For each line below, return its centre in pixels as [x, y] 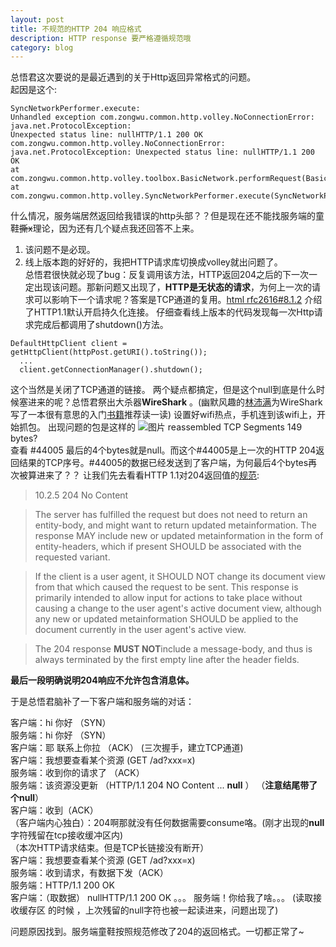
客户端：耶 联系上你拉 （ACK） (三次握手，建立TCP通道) [127, 748]
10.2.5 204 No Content [81, 495]
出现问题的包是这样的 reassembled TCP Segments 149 [175, 427]
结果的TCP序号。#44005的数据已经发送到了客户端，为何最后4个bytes [163, 463]
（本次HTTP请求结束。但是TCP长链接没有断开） [110, 848]
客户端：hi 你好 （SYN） [61, 723]
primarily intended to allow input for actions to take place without [168, 598]
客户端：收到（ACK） [54, 810]
